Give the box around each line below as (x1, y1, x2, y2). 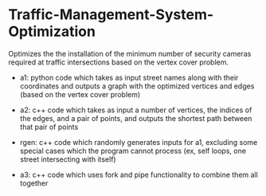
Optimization (8, 22, 96, 41)
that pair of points (19, 122, 79, 131)
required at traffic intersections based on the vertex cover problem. (8, 57, 229, 67)
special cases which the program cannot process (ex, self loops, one (19, 146, 247, 155)
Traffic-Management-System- (8, 6, 214, 24)
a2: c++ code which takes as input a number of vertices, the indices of (19, 105, 252, 115)
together (19, 178, 49, 188)
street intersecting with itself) (19, 154, 117, 164)
